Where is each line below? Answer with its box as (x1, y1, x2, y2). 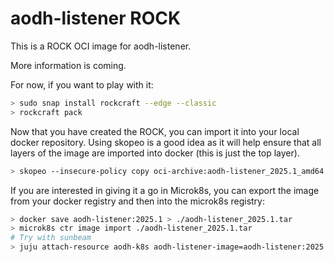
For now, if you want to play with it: (10, 78, 154, 91)
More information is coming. (10, 59, 127, 71)
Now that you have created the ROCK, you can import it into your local (10, 125, 300, 137)
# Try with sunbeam (10, 233, 92, 243)
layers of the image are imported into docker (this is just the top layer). (10, 147, 300, 159)
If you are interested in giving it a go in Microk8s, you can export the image (10, 184, 320, 196)
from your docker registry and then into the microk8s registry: (10, 195, 265, 207)
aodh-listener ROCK (10, 7, 182, 30)
